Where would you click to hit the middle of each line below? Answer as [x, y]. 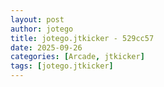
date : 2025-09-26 [46, 47]
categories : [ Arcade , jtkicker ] [77, 57]
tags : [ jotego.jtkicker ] [62, 66]
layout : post [37, 19]
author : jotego [42, 29]
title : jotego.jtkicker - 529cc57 [82, 38]
